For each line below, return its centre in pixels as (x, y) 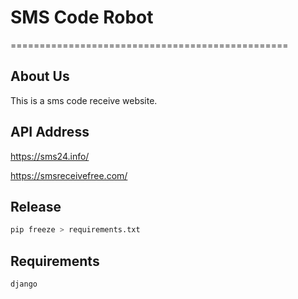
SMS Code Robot (82, 17)
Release (36, 206)
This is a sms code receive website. (84, 100)
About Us (40, 76)
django (24, 284)
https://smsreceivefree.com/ (69, 175)
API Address (50, 132)
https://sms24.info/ (50, 156)
